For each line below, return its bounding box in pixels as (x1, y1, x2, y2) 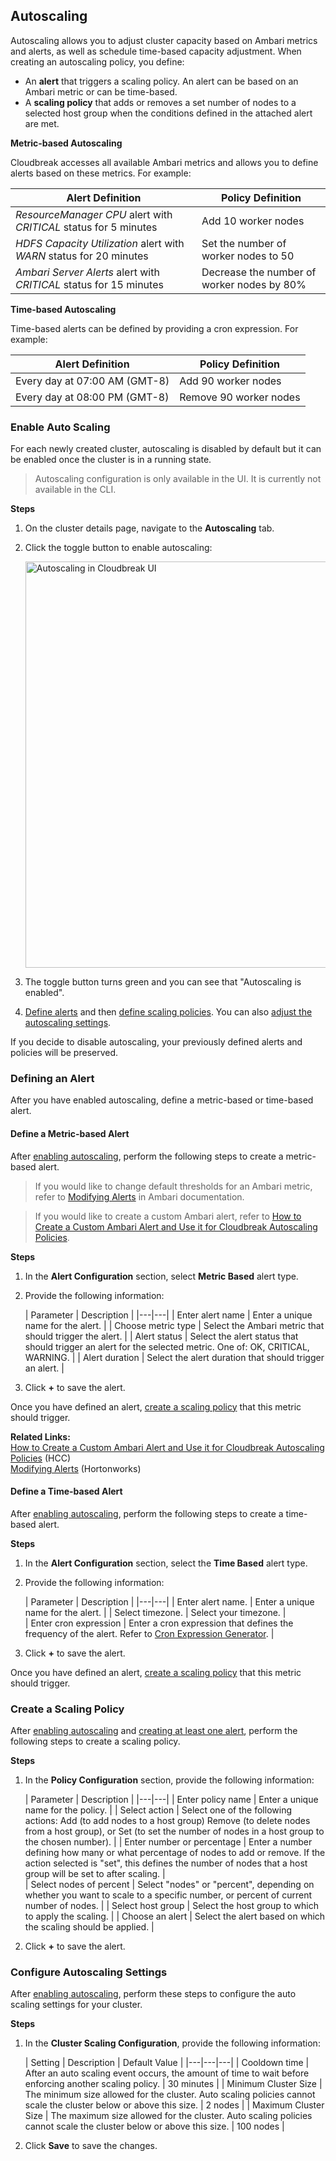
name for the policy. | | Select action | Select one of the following (24, 1804, 292, 1816)
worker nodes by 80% (201, 277, 307, 291)
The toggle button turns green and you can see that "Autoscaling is (24, 976, 302, 988)
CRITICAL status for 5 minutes (15, 220, 158, 234)
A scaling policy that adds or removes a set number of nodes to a (24, 96, 297, 108)
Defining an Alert (10, 1072, 95, 1086)
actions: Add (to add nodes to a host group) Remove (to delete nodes (24, 1815, 311, 1827)
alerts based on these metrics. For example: (10, 167, 192, 179)
